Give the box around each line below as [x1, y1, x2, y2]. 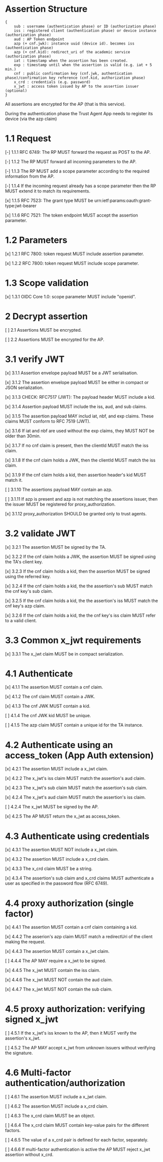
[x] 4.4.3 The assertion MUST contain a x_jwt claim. [5, 948, 110, 954]
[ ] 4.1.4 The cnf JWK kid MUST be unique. [5, 713, 92, 719]
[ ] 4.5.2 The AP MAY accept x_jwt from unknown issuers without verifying [5, 1045, 156, 1051]
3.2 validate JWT [5, 528, 76, 539]
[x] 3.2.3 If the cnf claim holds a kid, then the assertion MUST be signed [5, 568, 150, 574]
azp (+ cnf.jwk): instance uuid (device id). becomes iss [14, 41, 135, 46]
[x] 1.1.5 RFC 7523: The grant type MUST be [5, 197, 93, 203]
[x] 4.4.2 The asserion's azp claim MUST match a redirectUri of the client [5, 934, 153, 940]
